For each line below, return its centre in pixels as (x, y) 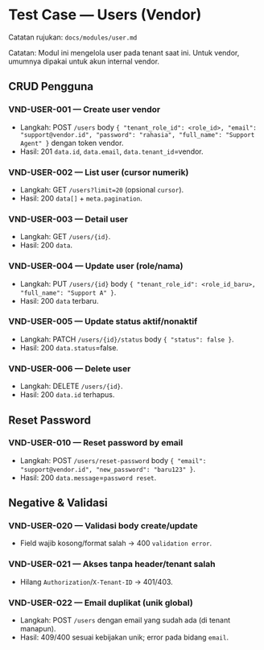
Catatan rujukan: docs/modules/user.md (73, 37)
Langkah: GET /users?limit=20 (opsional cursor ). (102, 189)
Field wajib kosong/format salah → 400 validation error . (116, 543)
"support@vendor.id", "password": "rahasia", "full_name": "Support (137, 135)
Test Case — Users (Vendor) (105, 15)
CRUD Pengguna (51, 87)
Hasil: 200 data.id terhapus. (67, 395)
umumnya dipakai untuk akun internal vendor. (84, 61)
